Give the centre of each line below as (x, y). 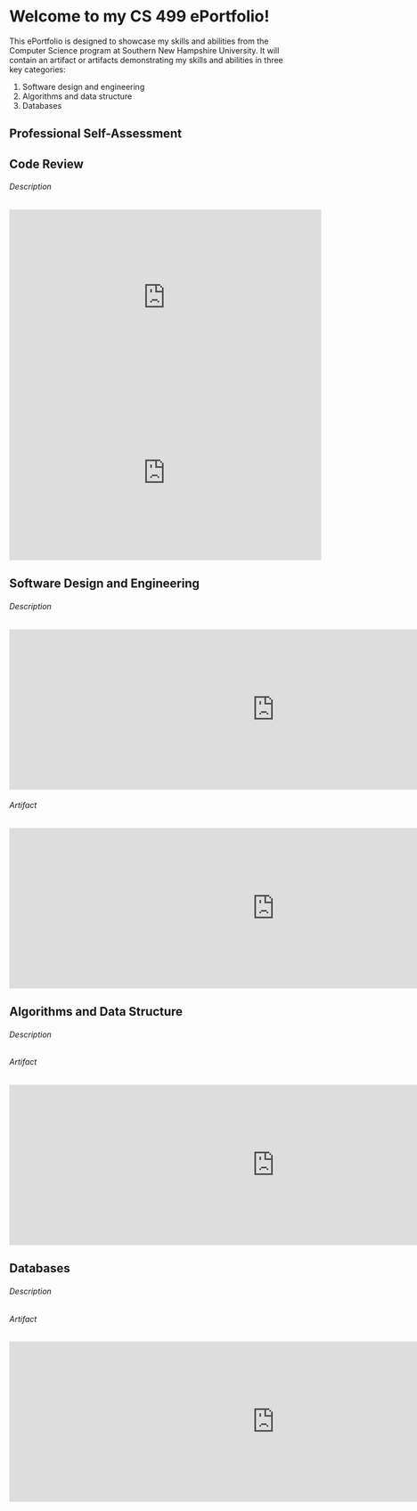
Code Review (47, 163)
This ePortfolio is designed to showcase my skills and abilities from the (139, 41)
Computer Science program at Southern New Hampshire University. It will (144, 50)
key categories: (38, 69)
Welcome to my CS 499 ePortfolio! (139, 16)
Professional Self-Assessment (96, 134)
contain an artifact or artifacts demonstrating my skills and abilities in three (146, 60)
